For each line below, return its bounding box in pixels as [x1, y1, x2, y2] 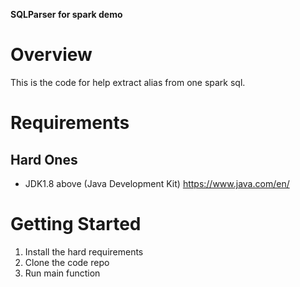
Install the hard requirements [24, 245, 144, 258]
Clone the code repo [24, 256, 110, 268]
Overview [10, 44, 93, 66]
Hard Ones [10, 151, 78, 168]
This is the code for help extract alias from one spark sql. [10, 76, 246, 88]
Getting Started [10, 213, 142, 236]
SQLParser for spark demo [10, 9, 123, 20]
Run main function [24, 267, 101, 279]
